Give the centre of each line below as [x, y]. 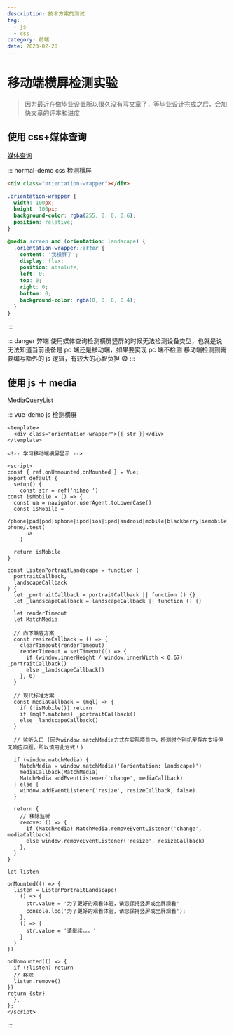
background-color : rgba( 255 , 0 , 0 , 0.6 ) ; [75, 216]
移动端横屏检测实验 [63, 83]
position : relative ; [43, 222]
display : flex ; [42, 261]
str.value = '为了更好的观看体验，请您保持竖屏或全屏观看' [103, 904]
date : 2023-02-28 [33, 46]
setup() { [28, 485]
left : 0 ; [33, 274]
